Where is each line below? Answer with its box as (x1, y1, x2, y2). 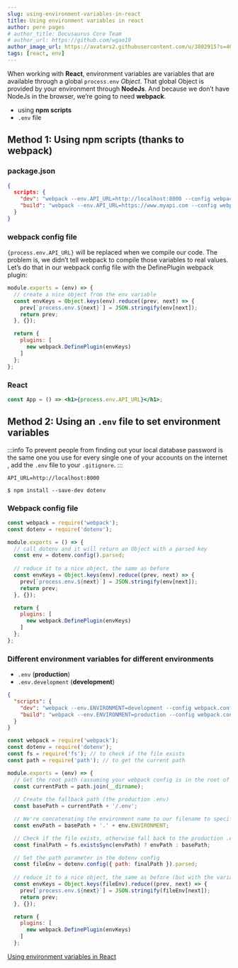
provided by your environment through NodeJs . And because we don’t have (7, 84, 230, 93)
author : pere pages (7, 23, 65, 30)
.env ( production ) (17, 670, 71, 679)
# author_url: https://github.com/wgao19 (7, 37, 132, 44)
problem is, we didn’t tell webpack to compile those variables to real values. (7, 256, 229, 265)
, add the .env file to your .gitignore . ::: (7, 460, 123, 469)
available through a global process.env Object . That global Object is (7, 77, 204, 85)
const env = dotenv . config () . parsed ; (13, 552, 125, 559)
